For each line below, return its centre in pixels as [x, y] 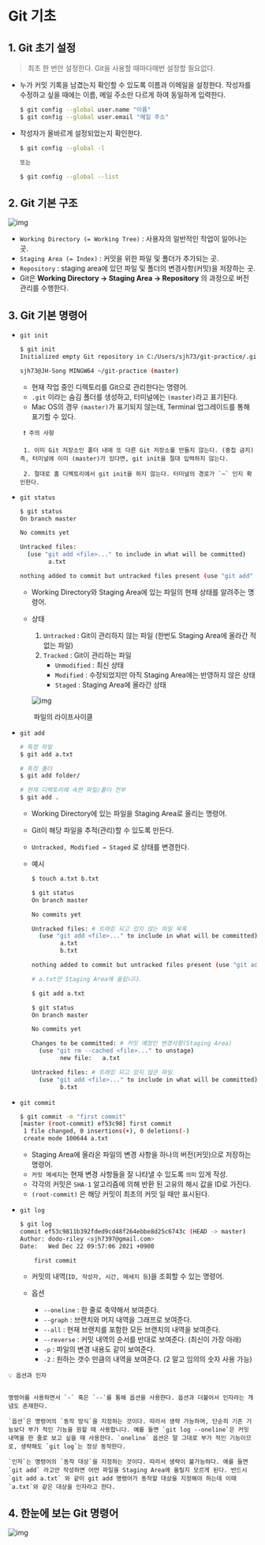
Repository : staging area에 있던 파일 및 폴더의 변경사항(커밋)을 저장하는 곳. [138, 268]
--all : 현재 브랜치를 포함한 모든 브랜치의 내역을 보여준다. [132, 1330]
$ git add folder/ [50, 776]
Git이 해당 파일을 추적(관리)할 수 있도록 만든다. [103, 830]
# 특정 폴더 [36, 769]
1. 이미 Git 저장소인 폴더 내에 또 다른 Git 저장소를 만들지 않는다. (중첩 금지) [139, 450]
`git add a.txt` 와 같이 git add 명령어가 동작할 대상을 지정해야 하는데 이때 [122, 1479]
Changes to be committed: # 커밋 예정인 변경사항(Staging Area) [132, 1043]
